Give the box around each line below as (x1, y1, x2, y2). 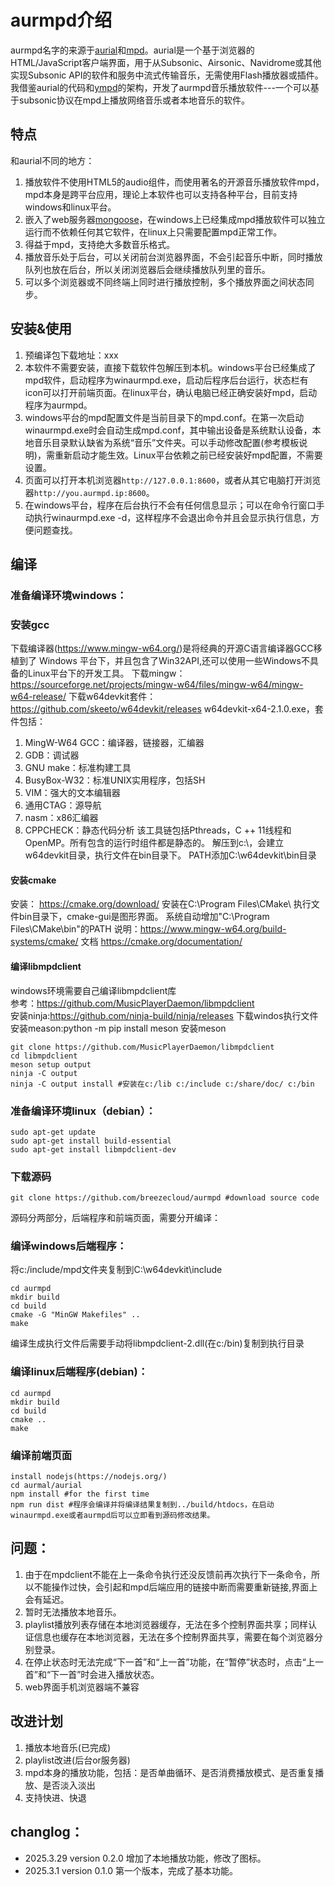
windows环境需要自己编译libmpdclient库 (10, 984, 177, 996)
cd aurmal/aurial (10, 1481, 83, 1491)
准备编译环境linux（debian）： (10, 1104, 157, 1118)
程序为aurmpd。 (24, 399, 93, 411)
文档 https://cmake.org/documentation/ (80, 936, 243, 948)
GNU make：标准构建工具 (24, 762, 132, 774)
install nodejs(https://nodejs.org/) (10, 1472, 168, 1482)
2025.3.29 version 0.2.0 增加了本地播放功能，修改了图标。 (24, 1852, 267, 1864)
